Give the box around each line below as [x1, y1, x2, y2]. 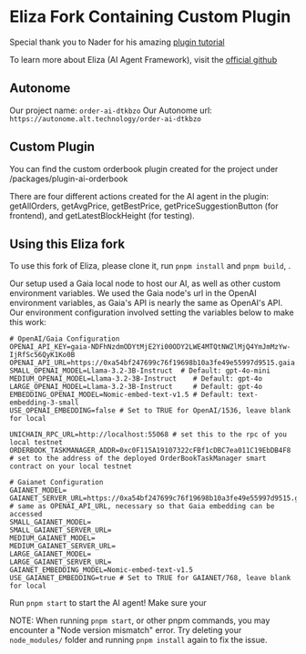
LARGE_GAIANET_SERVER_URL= [9, 557, 112, 567]
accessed [9, 510, 43, 519]
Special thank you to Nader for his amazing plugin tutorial [9, 36, 225, 47]
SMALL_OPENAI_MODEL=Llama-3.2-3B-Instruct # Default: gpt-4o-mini [9, 366, 271, 375]
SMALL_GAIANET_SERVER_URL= [9, 526, 112, 535]
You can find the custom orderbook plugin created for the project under [9, 163, 279, 174]
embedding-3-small [9, 398, 79, 407]
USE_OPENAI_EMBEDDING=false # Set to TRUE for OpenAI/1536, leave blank [9, 406, 291, 415]
